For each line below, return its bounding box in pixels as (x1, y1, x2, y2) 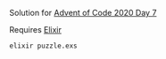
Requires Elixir (9, 25, 62, 34)
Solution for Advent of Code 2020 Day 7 (9, 8, 157, 18)
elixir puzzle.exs (9, 41, 78, 50)
